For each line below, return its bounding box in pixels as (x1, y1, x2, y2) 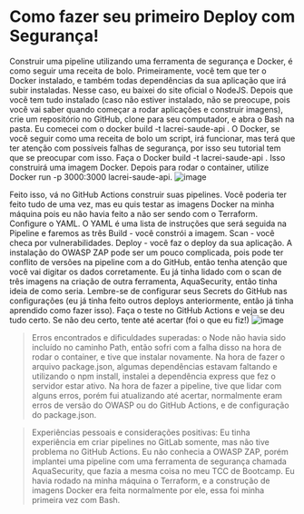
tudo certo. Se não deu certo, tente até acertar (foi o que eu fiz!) (9, 314, 250, 325)
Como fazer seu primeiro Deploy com (9, 6, 296, 27)
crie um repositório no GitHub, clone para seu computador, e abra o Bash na (9, 114, 295, 124)
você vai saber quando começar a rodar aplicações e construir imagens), (9, 104, 284, 114)
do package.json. (31, 409, 97, 420)
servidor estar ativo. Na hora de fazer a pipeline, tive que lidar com (31, 380, 282, 391)
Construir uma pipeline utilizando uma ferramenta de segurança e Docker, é (9, 55, 293, 66)
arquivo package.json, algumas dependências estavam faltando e (31, 361, 279, 371)
